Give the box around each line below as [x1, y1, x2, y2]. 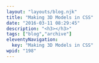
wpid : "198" [6, 48, 36, 54]
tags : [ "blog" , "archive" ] [6, 31, 72, 37]
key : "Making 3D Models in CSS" [12, 43, 94, 49]
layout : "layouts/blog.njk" [6, 8, 78, 15]
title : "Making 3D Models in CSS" [6, 14, 94, 20]
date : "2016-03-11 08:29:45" [6, 20, 80, 26]
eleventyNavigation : [6, 37, 59, 43]
